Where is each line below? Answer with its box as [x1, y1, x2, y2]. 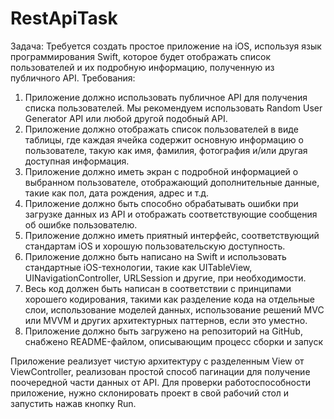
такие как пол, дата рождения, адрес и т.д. [24, 187, 210, 199]
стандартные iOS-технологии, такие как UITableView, [24, 261, 253, 273]
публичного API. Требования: [10, 72, 136, 84]
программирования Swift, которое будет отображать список [10, 50, 272, 62]
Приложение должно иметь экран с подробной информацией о [24, 165, 299, 177]
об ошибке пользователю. [24, 218, 138, 231]
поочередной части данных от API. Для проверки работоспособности [10, 376, 311, 388]
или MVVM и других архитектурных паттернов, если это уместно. [24, 314, 308, 326]
